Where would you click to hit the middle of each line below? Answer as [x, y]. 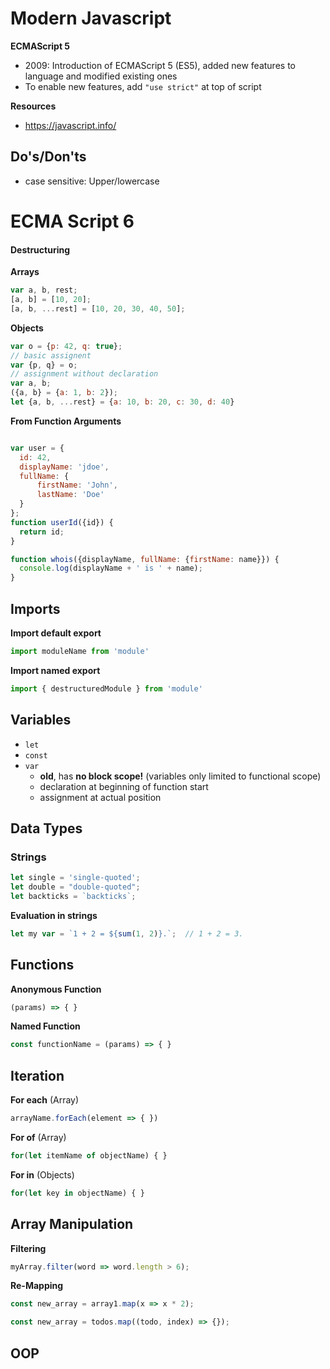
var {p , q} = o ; [44, 365]
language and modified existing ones [101, 76]
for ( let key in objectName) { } [77, 1193]
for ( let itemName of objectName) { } [89, 1155]
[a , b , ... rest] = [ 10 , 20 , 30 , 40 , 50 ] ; [98, 308]
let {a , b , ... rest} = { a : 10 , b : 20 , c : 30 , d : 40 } [122, 402]
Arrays [25, 272]
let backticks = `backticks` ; [73, 896]
